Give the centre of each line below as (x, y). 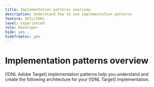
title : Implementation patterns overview (48, 9)
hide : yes (15, 32)
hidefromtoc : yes (23, 37)
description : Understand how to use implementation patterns (69, 14)
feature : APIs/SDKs (25, 18)
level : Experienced (25, 23)
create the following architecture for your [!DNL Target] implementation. (77, 79)
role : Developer (22, 28)
